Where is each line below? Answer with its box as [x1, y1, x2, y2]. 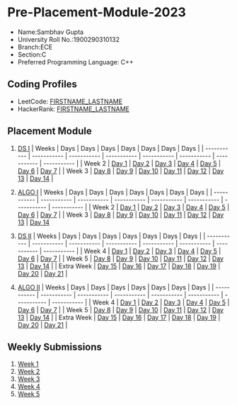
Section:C [17, 50, 47, 59]
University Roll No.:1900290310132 [17, 35, 120, 43]
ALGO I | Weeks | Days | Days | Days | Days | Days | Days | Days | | [17, 188, 212, 196]
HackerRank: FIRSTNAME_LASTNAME [17, 104, 129, 113]
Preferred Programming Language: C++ [17, 57, 134, 66]
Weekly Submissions [7, 341, 103, 353]
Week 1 [17, 360, 39, 368]
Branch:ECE [17, 42, 53, 51]
